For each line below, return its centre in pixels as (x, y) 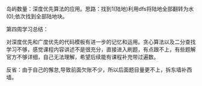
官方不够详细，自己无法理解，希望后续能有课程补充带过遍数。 (83, 57)
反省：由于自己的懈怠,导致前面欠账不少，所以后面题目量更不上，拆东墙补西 (99, 70)
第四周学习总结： (27, 29)
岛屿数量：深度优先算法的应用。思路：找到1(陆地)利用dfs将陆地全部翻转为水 (100, 9)
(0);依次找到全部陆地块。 (37, 16)
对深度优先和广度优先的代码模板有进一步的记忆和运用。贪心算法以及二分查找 (101, 42)
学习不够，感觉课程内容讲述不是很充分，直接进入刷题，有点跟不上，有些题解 (101, 49)
